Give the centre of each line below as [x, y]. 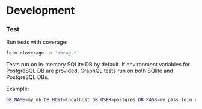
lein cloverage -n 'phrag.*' [43, 53]
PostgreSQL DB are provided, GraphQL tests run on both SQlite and [90, 71]
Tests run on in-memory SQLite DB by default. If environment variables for [98, 65]
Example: [18, 89]
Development [41, 10]
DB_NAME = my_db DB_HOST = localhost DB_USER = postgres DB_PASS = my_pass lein [99, 100]
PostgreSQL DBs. [28, 77]
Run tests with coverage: [37, 42]
